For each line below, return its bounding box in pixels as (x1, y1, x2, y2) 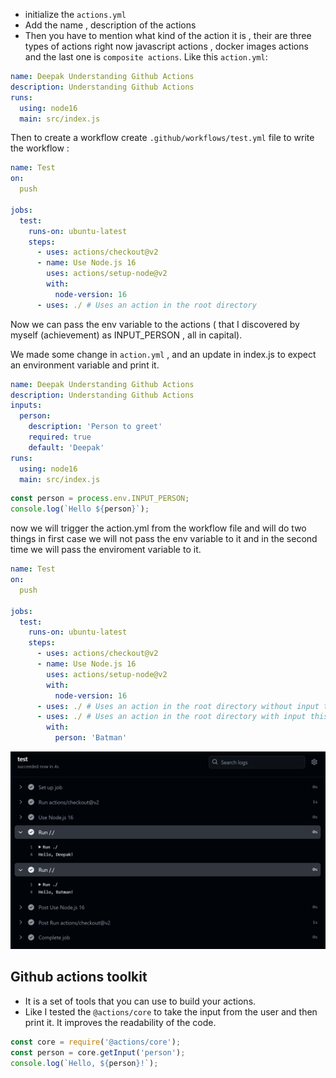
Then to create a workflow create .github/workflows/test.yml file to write (10, 132, 315, 144)
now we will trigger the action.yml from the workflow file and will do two (10, 522, 307, 534)
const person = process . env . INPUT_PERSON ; (10, 494, 190, 504)
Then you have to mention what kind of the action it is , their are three (24, 30, 312, 41)
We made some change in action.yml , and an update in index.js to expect (10, 348, 317, 360)
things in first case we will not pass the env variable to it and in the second (10, 533, 318, 545)
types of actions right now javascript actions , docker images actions (24, 40, 309, 52)
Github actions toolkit (10, 969, 148, 986)
